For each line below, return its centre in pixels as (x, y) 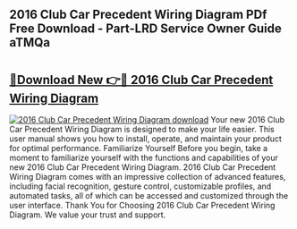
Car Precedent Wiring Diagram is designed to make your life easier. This (142, 129)
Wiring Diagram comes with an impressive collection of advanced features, (148, 177)
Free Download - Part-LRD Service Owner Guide (145, 29)
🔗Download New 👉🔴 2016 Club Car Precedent (141, 80)
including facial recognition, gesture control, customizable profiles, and (140, 186)
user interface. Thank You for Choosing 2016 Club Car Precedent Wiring (142, 205)
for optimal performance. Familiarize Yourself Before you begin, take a (139, 148)
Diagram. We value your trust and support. (88, 215)
